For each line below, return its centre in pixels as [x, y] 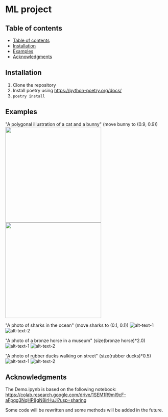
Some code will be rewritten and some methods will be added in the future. [84, 410]
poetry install [29, 96]
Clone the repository [34, 85]
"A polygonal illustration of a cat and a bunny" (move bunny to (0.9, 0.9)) [82, 124]
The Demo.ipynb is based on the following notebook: [61, 389]
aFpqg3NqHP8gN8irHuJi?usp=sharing [46, 400]
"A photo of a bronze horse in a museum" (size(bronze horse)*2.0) [75, 341]
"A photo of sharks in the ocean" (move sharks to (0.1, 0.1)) [67, 325]
